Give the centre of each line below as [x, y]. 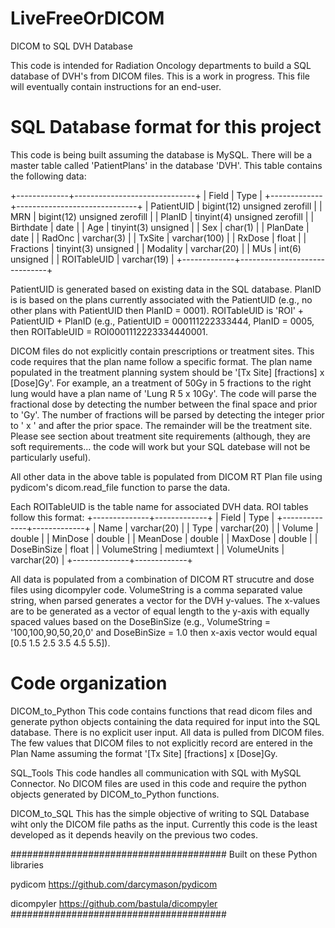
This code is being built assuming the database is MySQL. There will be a [161, 154]
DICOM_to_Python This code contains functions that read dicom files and [161, 711]
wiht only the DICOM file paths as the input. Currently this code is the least [164, 824]
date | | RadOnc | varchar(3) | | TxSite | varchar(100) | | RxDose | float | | [158, 238]
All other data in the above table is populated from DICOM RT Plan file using [166, 476]
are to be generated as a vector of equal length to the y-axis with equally [160, 611]
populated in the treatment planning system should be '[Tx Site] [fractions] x [167, 372]
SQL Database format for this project [166, 127]
